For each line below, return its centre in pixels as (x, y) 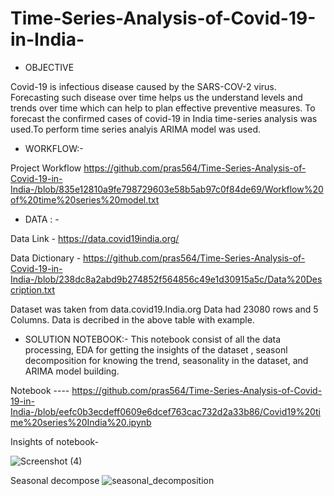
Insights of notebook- (55, 441)
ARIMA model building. (72, 371)
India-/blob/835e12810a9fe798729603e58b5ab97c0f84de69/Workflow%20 (167, 189)
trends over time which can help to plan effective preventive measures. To (163, 108)
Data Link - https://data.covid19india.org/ (95, 238)
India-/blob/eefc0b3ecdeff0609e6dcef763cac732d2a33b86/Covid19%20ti (165, 411)
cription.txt (33, 289)
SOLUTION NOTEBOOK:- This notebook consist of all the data (153, 339)
